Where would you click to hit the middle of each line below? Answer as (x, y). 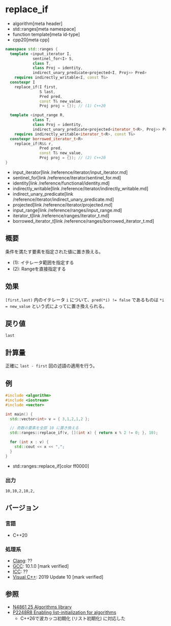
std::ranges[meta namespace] (44, 29)
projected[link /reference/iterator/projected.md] (63, 204)
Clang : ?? (22, 560)
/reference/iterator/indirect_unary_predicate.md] (63, 199)
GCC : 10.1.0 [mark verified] (41, 566)
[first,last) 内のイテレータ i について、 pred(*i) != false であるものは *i (85, 300)
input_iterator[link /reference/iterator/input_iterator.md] (70, 172)
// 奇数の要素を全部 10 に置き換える (44, 428)
